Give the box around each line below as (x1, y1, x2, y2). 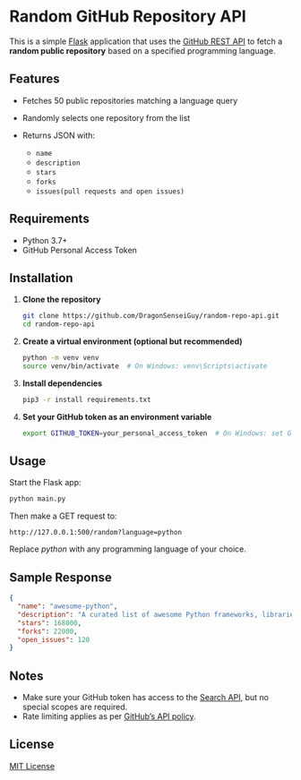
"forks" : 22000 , (17, 627, 78, 636)
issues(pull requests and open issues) (35, 186, 185, 196)
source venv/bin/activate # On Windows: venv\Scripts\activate (21, 362, 268, 371)
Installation (9, 270, 73, 286)
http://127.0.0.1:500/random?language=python (9, 528, 182, 537)
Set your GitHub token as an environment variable (21, 411, 212, 422)
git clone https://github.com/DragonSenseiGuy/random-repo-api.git (21, 312, 279, 321)
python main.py (9, 494, 66, 503)
